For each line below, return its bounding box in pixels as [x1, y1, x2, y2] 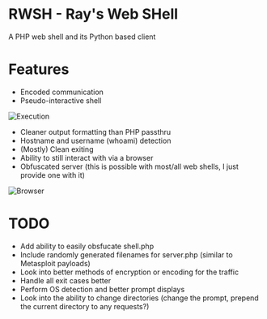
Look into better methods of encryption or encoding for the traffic [19, 267, 239, 277]
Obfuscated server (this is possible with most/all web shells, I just [19, 162, 239, 171]
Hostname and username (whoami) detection [19, 136, 172, 145]
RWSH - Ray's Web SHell [8, 5, 179, 24]
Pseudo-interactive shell [19, 95, 102, 106]
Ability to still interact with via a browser [19, 153, 154, 162]
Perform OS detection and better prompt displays [19, 284, 185, 294]
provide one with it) [19, 170, 85, 179]
